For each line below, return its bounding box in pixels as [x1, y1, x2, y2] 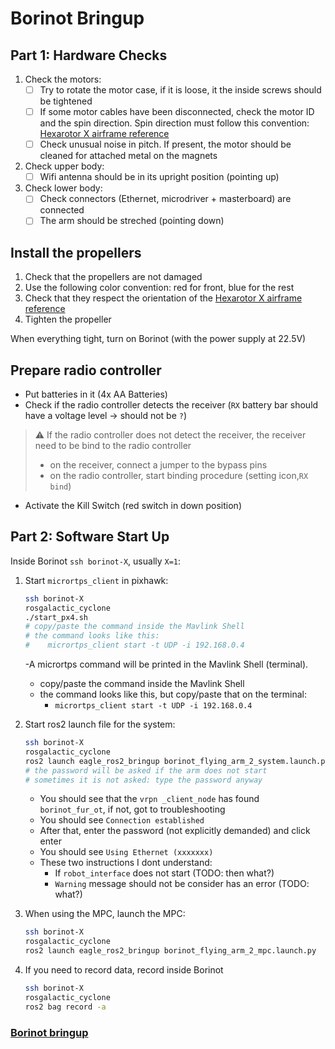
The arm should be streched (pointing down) [39, 215, 225, 227]
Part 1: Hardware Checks [10, 47, 168, 64]
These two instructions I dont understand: [39, 857, 213, 869]
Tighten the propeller [24, 313, 112, 326]
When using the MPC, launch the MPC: [24, 908, 186, 920]
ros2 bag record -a [24, 1002, 107, 1012]
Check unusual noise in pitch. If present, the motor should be [39, 138, 292, 151]
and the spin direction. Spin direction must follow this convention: [39, 117, 310, 129]
